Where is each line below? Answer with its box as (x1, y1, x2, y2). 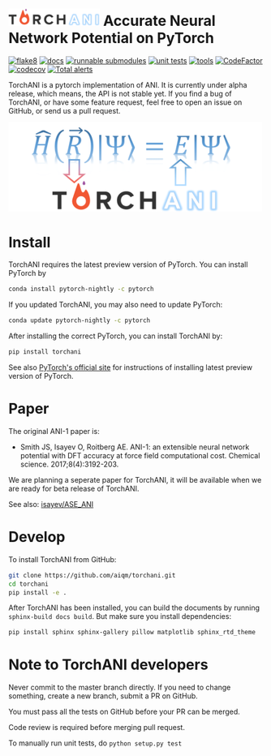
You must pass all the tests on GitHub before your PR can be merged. (8, 707, 241, 717)
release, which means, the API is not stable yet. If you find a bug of (8, 89, 233, 99)
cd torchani (8, 580, 49, 588)
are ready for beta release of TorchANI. (8, 483, 140, 493)
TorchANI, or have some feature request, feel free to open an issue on (8, 97, 243, 107)
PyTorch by (8, 268, 47, 278)
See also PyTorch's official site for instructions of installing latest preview (8, 362, 253, 372)
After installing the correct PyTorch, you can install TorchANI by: (8, 331, 223, 341)
